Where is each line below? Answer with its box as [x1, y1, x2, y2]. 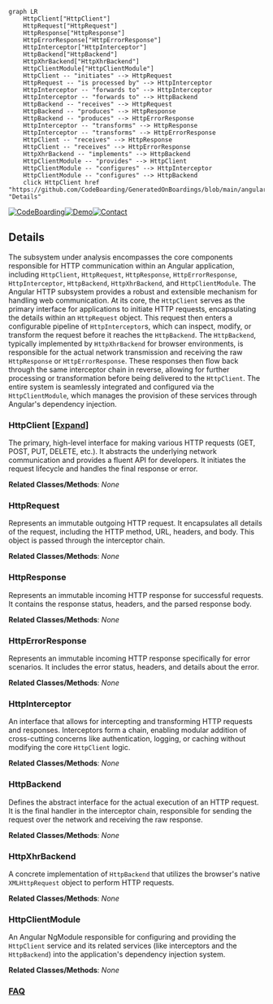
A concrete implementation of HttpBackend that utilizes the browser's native [8, 869, 261, 879]
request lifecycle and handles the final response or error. [8, 464, 198, 474]
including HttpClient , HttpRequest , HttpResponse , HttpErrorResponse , [8, 269, 238, 279]
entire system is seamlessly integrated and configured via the [8, 382, 214, 391]
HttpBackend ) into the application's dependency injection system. [8, 949, 226, 959]
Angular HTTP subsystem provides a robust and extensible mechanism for [8, 286, 258, 296]
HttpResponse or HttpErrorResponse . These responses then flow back [8, 356, 239, 365]
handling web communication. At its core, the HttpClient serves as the [8, 295, 245, 305]
